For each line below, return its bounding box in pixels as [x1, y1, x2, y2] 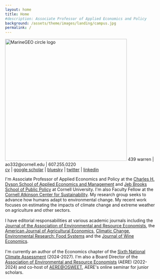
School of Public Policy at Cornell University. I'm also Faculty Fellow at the [5, 186, 154, 193]
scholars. [5, 269, 24, 276]
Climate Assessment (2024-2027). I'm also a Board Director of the [5, 254, 138, 260]
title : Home [5, 12, 29, 17]
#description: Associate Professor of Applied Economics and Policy [5, 16, 147, 21]
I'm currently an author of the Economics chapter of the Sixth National [5, 249, 146, 255]
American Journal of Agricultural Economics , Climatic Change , [5, 228, 130, 234]
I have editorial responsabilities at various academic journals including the [5, 218, 153, 223]
